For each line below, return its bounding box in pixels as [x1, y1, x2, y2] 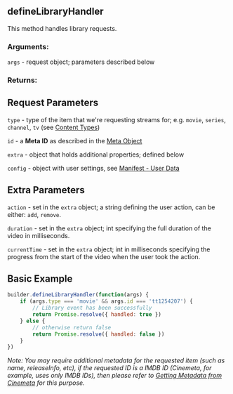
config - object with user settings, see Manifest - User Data [7, 164, 180, 172]
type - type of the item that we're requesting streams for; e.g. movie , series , [7, 115, 227, 124]
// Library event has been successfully [32, 305, 152, 312]
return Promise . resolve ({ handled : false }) [32, 330, 165, 338]
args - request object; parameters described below [7, 58, 155, 66]
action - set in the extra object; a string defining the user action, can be [7, 203, 215, 211]
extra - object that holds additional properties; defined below [7, 150, 185, 159]
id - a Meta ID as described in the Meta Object [7, 136, 142, 145]
